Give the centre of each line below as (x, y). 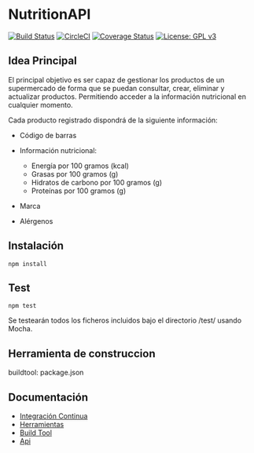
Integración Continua (53, 416)
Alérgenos (36, 221)
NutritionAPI (50, 15)
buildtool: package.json (46, 373)
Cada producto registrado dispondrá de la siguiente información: (113, 120)
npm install (28, 264)
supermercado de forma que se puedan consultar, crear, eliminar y (116, 88)
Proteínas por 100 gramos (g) (79, 191)
